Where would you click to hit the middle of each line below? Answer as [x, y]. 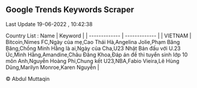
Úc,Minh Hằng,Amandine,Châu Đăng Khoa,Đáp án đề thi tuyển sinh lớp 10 [97, 54]
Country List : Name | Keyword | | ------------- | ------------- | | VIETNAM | [99, 36]
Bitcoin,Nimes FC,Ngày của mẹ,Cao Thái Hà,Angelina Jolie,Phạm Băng [93, 42]
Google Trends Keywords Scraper [70, 10]
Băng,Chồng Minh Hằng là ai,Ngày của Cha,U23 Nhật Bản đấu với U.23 [93, 48]
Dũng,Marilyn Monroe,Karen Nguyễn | [52, 67]
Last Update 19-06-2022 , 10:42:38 [49, 24]
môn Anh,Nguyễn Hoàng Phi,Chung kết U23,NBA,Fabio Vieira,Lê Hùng [93, 61]
